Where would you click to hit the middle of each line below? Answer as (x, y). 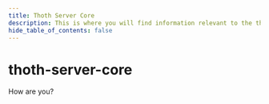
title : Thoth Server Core (51, 15)
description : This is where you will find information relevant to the (130, 23)
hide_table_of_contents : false (60, 30)
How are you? (31, 91)
